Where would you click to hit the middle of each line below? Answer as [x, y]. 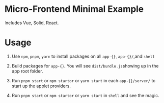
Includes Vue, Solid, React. [32, 23]
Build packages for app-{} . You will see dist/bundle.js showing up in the [85, 66]
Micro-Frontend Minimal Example [74, 9]
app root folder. [27, 71]
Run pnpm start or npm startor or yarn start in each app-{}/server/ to [83, 80]
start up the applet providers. [41, 86]
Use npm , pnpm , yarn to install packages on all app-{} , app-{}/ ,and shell [83, 56]
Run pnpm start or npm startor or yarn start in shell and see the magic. [85, 95]
